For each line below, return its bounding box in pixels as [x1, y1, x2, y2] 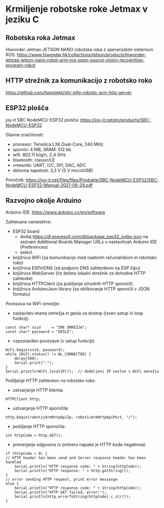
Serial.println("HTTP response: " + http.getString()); [14, 469, 131, 474]
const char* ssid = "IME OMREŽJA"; [5, 325, 87, 330]
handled [5, 460, 22, 465]
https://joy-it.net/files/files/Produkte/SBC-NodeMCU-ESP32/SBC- [25, 177, 159, 183]
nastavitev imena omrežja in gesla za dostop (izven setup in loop [12, 310, 143, 316]
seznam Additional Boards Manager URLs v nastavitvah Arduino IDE [20, 239, 157, 245]
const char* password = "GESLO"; [5, 329, 74, 334]
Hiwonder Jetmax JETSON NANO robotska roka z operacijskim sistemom [5, 47, 154, 52]
